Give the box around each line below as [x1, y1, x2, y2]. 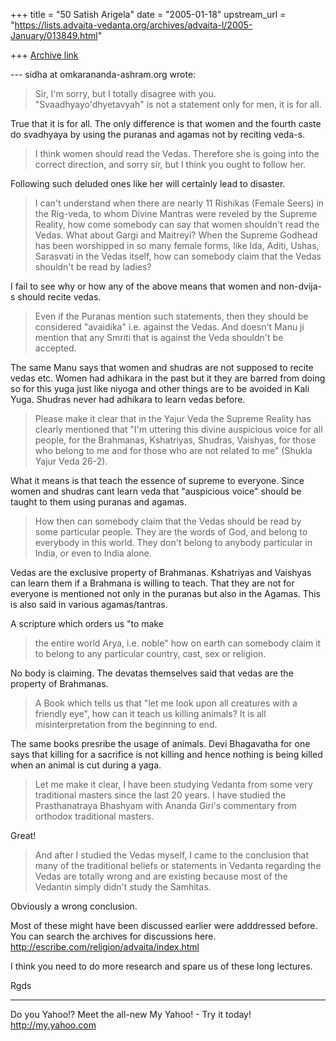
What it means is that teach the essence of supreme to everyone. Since [10, 475, 305, 486]
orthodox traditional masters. [34, 810, 155, 822]
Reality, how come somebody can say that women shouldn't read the [34, 219, 320, 230]
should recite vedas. [17, 291, 102, 303]
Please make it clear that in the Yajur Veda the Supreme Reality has [34, 413, 312, 424]
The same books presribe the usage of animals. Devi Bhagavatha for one [10, 738, 311, 749]
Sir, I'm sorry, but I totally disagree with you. [34, 88, 217, 99]
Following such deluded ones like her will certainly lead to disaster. [10, 178, 286, 189]
